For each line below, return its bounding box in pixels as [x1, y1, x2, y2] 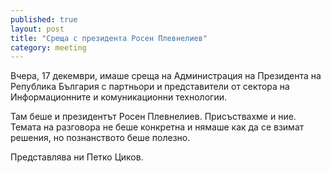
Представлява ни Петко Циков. [10, 151, 144, 163]
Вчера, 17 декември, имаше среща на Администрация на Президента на [10, 70, 322, 82]
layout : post [10, 24, 65, 34]
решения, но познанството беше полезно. [10, 132, 191, 144]
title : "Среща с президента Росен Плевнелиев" [10, 33, 208, 43]
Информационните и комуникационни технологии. [10, 91, 227, 103]
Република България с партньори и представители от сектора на [10, 81, 290, 93]
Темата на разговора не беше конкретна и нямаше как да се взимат [10, 121, 305, 133]
